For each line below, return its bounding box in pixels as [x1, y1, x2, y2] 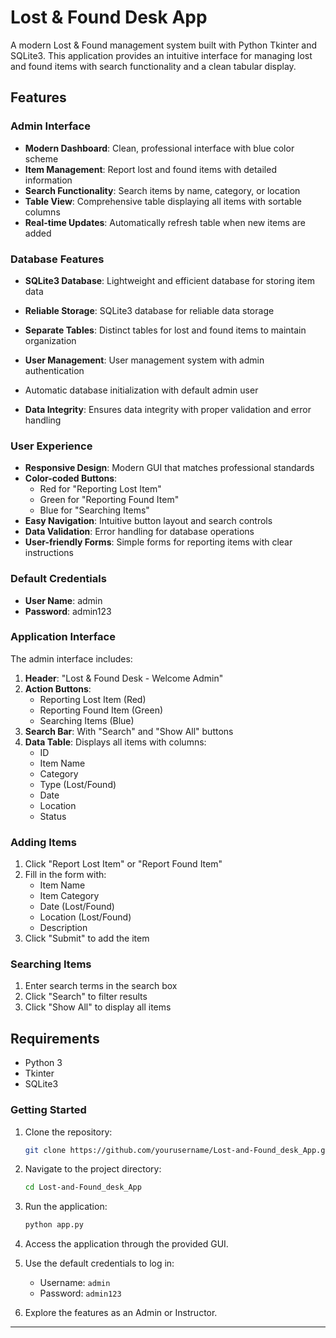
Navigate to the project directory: [24, 1163, 162, 1175]
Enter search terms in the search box [24, 980, 178, 992]
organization [24, 334, 77, 346]
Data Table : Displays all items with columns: [24, 736, 207, 748]
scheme [24, 152, 59, 165]
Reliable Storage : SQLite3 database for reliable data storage [24, 304, 275, 316]
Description [39, 922, 88, 934]
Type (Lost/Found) [39, 778, 117, 790]
